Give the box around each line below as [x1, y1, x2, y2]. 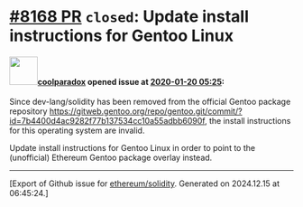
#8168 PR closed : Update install [9, 6, 250, 27]
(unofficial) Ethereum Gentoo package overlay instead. [9, 152, 213, 164]
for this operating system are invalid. [9, 125, 145, 136]
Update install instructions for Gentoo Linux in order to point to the [9, 143, 255, 154]
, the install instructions [204, 116, 291, 127]
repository [9, 106, 48, 117]
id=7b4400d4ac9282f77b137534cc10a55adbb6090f [9, 116, 206, 127]
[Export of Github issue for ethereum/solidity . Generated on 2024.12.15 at [9, 178, 280, 189]
